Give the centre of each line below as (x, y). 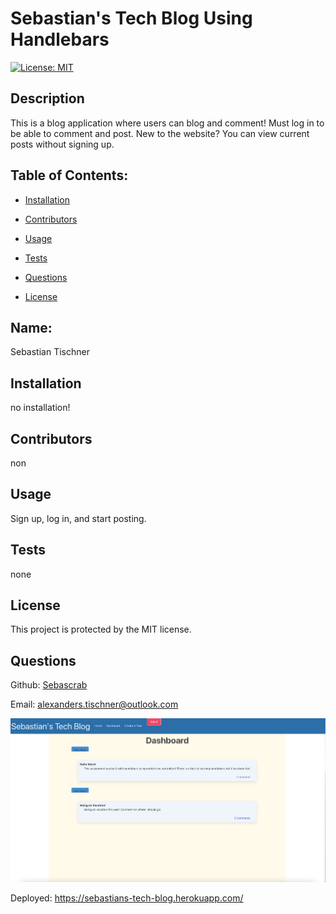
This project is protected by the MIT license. (101, 629)
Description (47, 98)
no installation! (40, 408)
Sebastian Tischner (50, 352)
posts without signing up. (62, 144)
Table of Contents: (69, 175)
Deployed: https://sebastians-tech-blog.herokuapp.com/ (127, 898)
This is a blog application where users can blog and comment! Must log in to (167, 123)
